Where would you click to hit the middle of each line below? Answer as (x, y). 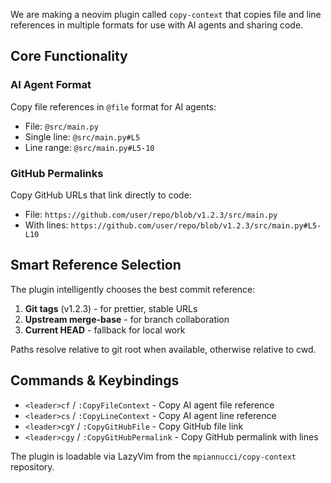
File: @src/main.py (61, 126)
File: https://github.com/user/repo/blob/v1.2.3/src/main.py (151, 214)
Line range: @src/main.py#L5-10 (89, 147)
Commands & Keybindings (95, 380)
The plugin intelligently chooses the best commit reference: (133, 289)
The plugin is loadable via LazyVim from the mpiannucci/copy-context (153, 456)
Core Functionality (69, 56)
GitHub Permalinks (57, 173)
